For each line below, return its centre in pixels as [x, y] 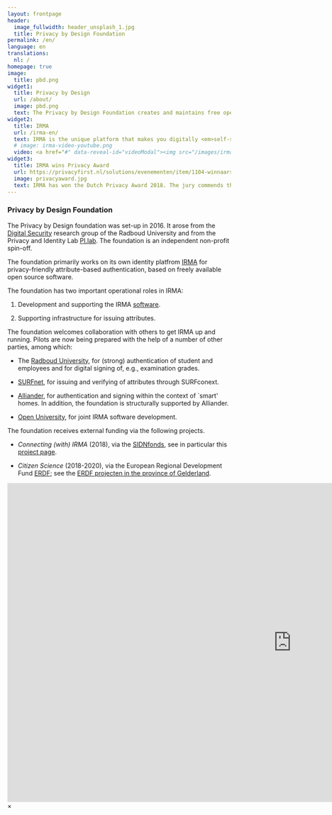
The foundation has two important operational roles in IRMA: [95, 291]
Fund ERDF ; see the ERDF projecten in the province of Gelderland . [114, 473]
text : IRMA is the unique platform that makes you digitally [106, 139]
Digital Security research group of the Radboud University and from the [112, 233]
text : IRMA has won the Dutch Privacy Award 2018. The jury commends [118, 185]
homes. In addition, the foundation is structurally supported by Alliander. [123, 403]
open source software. [40, 276]
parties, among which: [40, 347]
